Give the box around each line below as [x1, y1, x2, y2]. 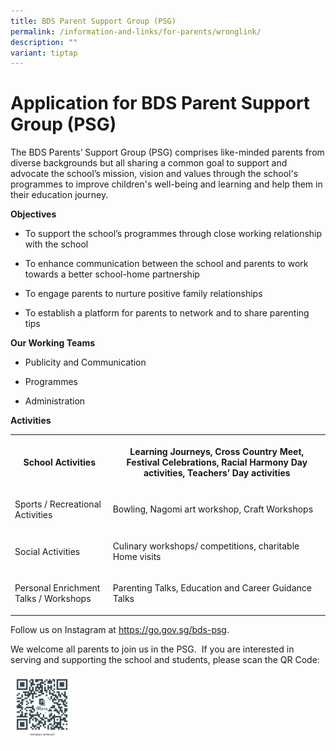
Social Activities [14, 545, 81, 557]
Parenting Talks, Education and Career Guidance [112, 582, 312, 594]
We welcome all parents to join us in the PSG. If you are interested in [10, 643, 295, 655]
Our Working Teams [10, 337, 96, 349]
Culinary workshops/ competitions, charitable [112, 540, 300, 552]
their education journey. [10, 189, 109, 201]
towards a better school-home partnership [24, 268, 200, 280]
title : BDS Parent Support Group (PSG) [10, 16, 177, 26]
